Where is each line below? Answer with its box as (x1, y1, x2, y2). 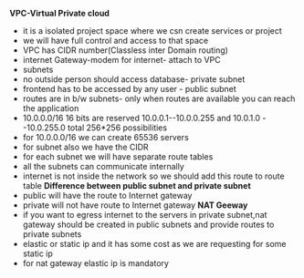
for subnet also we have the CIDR (22, 141, 149, 152)
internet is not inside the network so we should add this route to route (22, 170, 285, 181)
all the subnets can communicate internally (22, 161, 184, 171)
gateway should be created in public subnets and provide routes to (22, 219, 275, 230)
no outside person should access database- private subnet (22, 74, 246, 85)
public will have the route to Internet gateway (22, 190, 193, 201)
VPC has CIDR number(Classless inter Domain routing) (22, 45, 228, 56)
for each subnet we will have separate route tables (22, 151, 214, 162)
